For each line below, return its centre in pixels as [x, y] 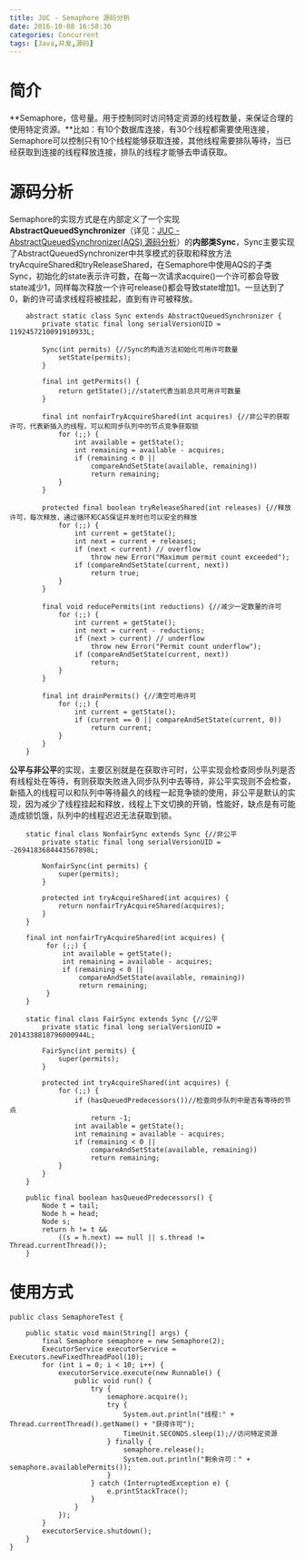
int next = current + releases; [135, 542]
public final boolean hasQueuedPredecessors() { [119, 1198]
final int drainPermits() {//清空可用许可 [119, 696]
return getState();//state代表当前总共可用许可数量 [149, 391]
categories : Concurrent [54, 35]
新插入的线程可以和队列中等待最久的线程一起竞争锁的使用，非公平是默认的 [148, 793]
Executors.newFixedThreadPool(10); [77, 1357]
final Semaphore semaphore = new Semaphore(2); [133, 1342]
